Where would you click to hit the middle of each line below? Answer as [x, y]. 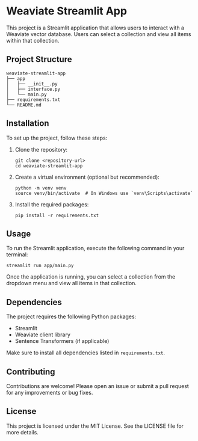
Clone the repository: [41, 149]
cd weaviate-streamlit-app [49, 166]
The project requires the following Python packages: [71, 316]
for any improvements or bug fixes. [50, 393]
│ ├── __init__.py [32, 84]
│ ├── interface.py [33, 89]
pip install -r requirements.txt [57, 215]
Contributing [31, 372]
